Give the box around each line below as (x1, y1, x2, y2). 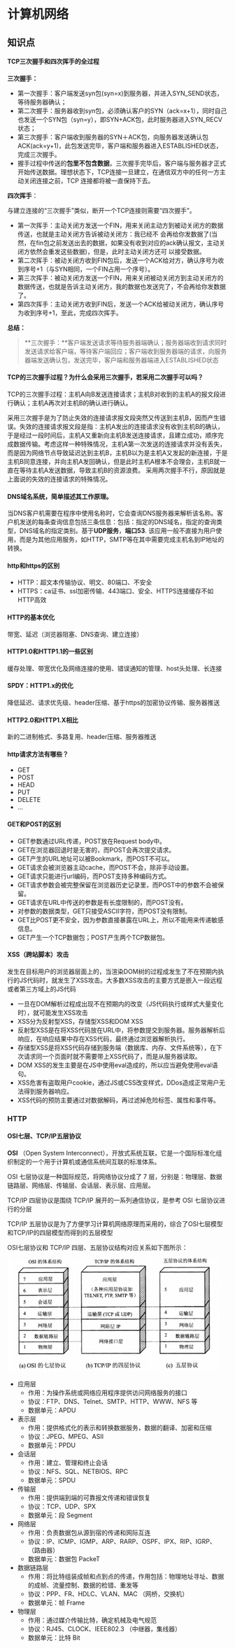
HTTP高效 (17, 596, 47, 604)
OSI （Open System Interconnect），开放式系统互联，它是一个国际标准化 (7, 1148, 216, 1157)
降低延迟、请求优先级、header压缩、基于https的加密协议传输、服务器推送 (7, 698, 220, 707)
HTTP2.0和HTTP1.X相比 (7, 715, 79, 724)
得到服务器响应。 (23, 1087, 73, 1095)
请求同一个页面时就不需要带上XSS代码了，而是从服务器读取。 (23, 1052, 201, 1060)
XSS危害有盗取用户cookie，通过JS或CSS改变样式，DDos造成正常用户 (17, 1078, 220, 1087)
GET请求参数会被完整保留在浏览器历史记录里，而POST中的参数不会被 (17, 880, 218, 889)
